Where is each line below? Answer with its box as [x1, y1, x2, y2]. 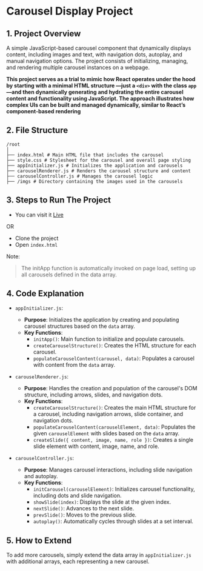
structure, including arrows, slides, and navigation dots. [24, 391, 163, 398]
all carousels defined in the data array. [21, 271, 117, 278]
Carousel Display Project [6, 4, 133, 18]
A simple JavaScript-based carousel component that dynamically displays [6, 44, 191, 52]
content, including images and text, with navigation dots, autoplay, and [6, 51, 183, 58]
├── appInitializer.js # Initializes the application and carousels [6, 162, 183, 169]
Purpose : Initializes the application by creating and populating [24, 316, 179, 324]
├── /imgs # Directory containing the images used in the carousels [6, 178, 183, 184]
